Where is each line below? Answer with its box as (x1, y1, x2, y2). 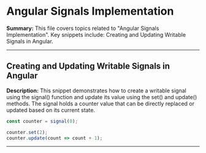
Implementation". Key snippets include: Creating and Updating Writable (6, 31, 186, 38)
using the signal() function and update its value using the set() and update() (6, 93, 197, 100)
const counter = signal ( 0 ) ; (6, 118, 78, 124)
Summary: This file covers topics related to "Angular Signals (6, 24, 159, 32)
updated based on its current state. (6, 106, 96, 114)
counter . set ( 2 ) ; (6, 129, 48, 135)
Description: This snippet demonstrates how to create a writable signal (6, 87, 187, 94)
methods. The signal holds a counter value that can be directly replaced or (6, 100, 195, 107)
